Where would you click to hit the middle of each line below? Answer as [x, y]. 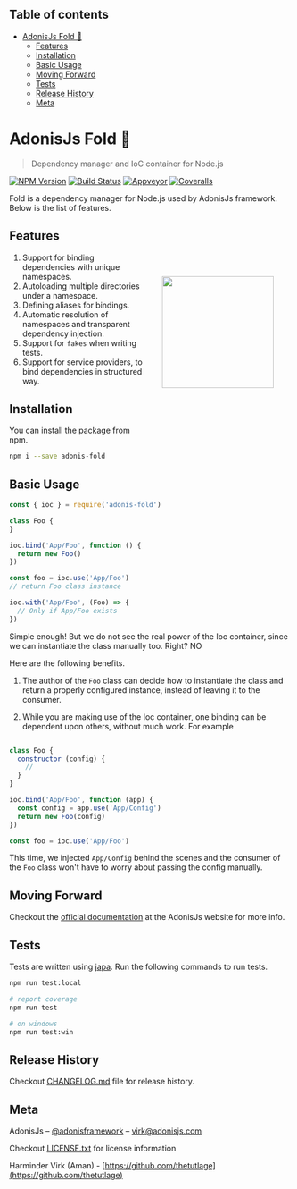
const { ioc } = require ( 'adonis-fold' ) [86, 505]
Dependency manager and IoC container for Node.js [127, 164]
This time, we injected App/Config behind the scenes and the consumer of [145, 858]
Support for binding [58, 257]
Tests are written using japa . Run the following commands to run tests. [139, 967]
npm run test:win [41, 1032]
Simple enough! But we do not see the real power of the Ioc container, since [148, 636]
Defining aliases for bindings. [76, 305]
